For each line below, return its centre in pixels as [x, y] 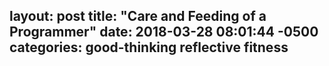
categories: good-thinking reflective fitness [149, 47]
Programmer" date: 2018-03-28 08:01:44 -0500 [164, 32]
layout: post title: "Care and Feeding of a [138, 16]
